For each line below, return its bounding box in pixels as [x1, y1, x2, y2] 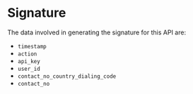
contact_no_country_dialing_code [17, 72, 117, 80]
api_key [17, 58, 40, 65]
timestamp [17, 43, 47, 50]
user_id [17, 65, 40, 72]
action [17, 51, 37, 58]
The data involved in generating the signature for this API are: [7, 28, 186, 36]
